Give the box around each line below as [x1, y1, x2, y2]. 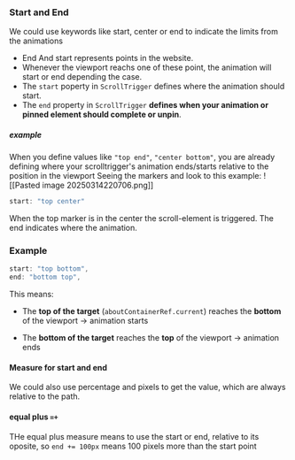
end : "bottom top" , [9, 272, 82, 282]
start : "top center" [9, 197, 86, 206]
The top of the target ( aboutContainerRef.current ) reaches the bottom [21, 306, 282, 317]
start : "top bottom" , [9, 264, 89, 273]
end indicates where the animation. [9, 223, 137, 234]
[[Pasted [9, 180, 41, 191]
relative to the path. [9, 391, 81, 402]
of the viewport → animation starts [21, 316, 149, 326]
